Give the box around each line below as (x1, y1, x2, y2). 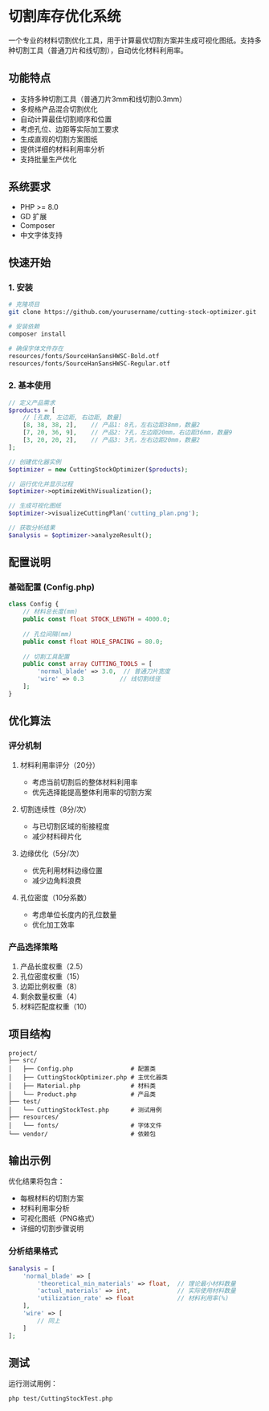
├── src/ (8, 1056, 38, 1064)
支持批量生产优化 (19, 154, 77, 164)
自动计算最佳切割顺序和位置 (19, 114, 112, 124)
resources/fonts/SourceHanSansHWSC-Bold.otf (8, 352, 160, 360)
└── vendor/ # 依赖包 (8, 1130, 157, 1138)
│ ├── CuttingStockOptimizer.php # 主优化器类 (8, 1073, 169, 1081)
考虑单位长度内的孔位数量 (31, 909, 117, 920)
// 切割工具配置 (22, 652, 70, 661)
